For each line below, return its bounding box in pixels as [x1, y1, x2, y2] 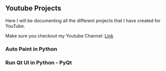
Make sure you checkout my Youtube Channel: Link [5, 32, 114, 39]
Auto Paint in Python [5, 45, 58, 52]
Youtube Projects [5, 4, 61, 13]
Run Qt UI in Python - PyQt [5, 59, 73, 66]
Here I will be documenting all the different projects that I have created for [5, 17, 161, 23]
